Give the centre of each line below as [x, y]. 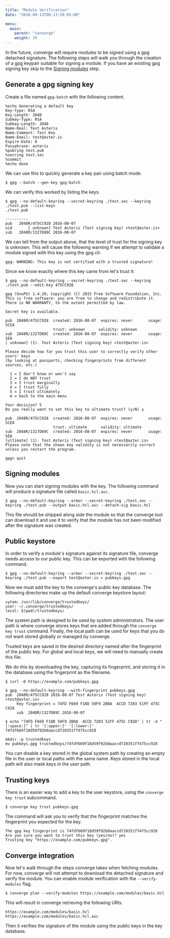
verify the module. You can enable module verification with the [71, 879]
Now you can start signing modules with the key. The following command [82, 486]
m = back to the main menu [38, 396]
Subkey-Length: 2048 [27, 124]
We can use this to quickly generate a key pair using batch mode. [74, 173]
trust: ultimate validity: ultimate [97, 427]
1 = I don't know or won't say [43, 374]
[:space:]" [17, 726]
